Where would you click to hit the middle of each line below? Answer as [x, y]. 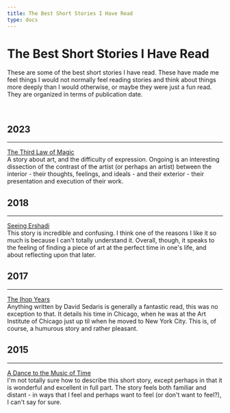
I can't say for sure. [34, 402]
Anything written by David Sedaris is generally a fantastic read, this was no [113, 306]
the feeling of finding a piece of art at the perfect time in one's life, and [107, 248]
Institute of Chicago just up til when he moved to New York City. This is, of [112, 321]
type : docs [23, 20]
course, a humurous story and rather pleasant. [73, 328]
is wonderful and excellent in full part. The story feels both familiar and [107, 387]
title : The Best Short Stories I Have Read [70, 13]
